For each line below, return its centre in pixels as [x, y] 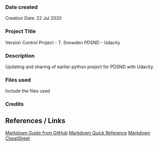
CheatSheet [18, 138]
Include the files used [28, 91]
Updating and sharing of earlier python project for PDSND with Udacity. [80, 67]
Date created [22, 7]
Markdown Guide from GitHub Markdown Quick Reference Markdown [78, 133]
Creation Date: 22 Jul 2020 [33, 18]
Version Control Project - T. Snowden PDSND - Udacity [63, 42]
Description [20, 55]
